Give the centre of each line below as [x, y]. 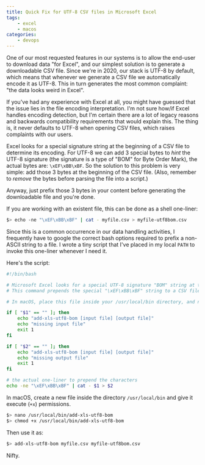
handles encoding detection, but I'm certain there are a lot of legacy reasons [103, 115]
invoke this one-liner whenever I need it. [57, 251]
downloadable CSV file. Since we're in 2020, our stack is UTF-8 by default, [101, 70]
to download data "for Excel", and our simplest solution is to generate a [95, 64]
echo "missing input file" [52, 324]
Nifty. [13, 455]
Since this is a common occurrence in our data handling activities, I [91, 231]
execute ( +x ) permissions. [39, 404]
